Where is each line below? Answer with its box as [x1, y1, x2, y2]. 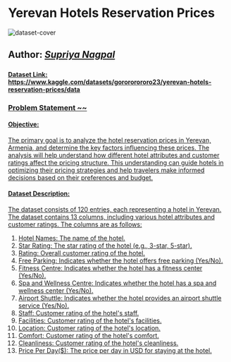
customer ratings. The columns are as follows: [8, 220, 142, 229]
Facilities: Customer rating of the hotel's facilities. [18, 316, 162, 325]
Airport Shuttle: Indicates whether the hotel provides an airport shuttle [18, 294, 222, 303]
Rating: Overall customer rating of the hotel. [18, 249, 145, 258]
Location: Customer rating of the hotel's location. [18, 324, 161, 332]
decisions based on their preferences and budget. [8, 173, 154, 181]
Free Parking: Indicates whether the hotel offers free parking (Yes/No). [18, 256, 223, 265]
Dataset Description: [8, 189, 70, 198]
